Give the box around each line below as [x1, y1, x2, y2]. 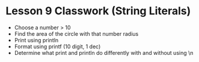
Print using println [14, 36, 59, 44]
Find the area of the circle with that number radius [14, 30, 139, 37]
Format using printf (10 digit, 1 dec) [14, 43, 101, 50]
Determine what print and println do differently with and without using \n [14, 49, 194, 56]
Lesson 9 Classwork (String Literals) [5, 4, 191, 18]
